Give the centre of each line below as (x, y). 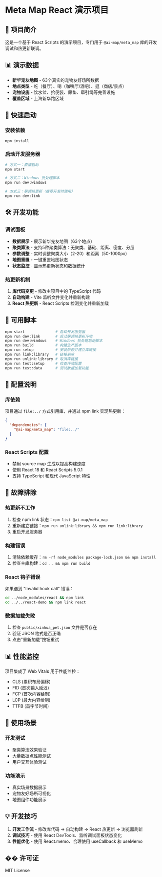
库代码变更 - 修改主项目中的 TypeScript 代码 (56, 291)
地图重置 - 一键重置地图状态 (40, 259)
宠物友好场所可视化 (31, 793)
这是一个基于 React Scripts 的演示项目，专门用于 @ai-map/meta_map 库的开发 (81, 42)
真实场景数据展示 (29, 788)
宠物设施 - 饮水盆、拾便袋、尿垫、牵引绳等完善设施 (64, 92)
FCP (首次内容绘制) (31, 694)
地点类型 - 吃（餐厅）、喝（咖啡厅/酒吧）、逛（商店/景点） (69, 86)
